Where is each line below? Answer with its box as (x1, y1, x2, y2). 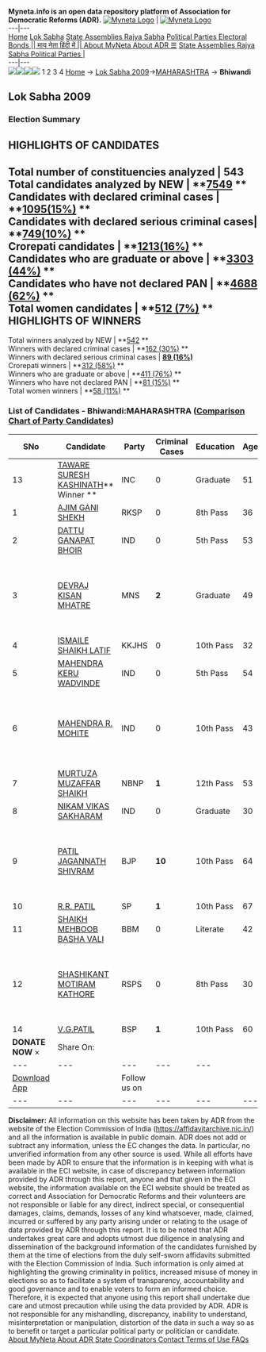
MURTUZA (57, 767, 97, 778)
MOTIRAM (57, 978, 97, 989)
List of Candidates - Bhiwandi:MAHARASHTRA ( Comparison (8, 405, 245, 417)
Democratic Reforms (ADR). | (8, 15, 159, 25)
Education (195, 440, 235, 451)
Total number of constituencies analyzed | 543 (8, 166, 244, 179)
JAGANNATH (57, 855, 107, 866)
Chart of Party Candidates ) (8, 416, 115, 427)
